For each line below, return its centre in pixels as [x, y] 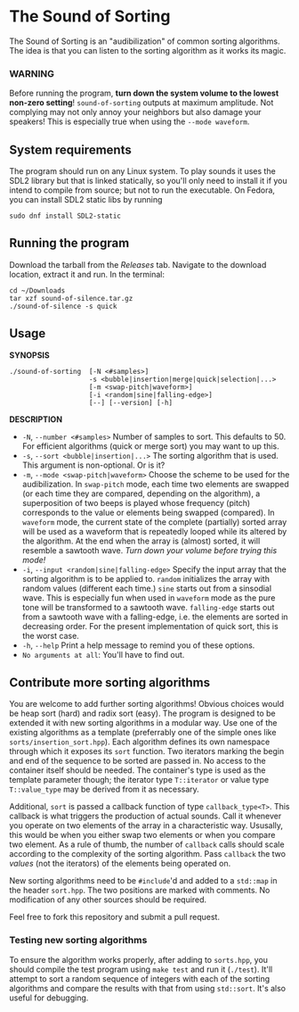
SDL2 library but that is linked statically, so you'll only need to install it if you [148, 181]
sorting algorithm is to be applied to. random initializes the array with [145, 578]
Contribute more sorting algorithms [110, 683]
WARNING [32, 73]
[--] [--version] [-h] [131, 402]
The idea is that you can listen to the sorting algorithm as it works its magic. [148, 50]
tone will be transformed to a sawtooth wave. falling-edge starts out [148, 607]
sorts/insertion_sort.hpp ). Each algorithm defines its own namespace [140, 742]
